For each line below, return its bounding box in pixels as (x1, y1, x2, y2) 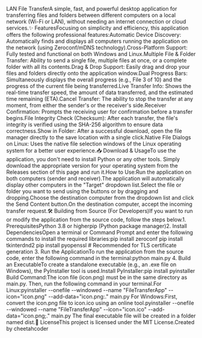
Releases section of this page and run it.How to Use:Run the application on (6, 168, 192, 176)
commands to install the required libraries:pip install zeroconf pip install (6, 235, 183, 242)
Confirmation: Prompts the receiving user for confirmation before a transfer (6, 108, 193, 115)
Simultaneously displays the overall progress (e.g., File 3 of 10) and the (6, 76, 182, 83)
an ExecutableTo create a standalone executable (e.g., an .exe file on (6, 261, 177, 268)
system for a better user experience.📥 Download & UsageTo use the (6, 147, 176, 154)
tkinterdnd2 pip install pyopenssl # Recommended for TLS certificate (6, 241, 177, 249)
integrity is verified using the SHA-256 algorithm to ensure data (6, 121, 164, 128)
